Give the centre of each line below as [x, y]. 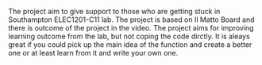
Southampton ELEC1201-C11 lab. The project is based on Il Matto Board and [131, 20]
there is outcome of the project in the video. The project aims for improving [131, 28]
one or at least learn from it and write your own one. [93, 53]
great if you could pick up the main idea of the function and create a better [130, 45]
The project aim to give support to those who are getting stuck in [114, 11]
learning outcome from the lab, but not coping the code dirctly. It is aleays [129, 36]
